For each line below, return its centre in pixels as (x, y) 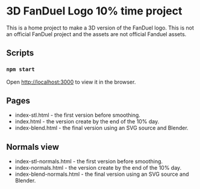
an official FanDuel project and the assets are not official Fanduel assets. (96, 34)
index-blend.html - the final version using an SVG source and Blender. (102, 128)
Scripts (20, 53)
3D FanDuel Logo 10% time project (94, 11)
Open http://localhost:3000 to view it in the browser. (71, 82)
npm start (20, 70)
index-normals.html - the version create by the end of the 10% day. (98, 168)
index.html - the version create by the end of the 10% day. (87, 122)
